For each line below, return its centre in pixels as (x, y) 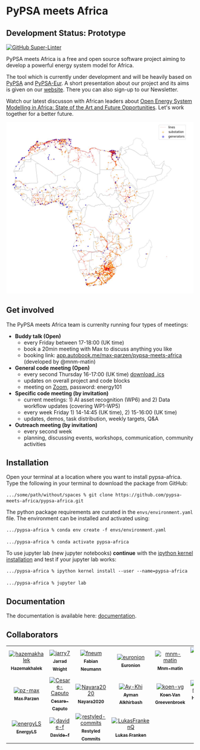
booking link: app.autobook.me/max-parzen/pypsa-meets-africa (103, 355)
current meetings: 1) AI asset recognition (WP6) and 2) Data (97, 399)
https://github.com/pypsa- (149, 495)
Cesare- (60, 701)
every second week (48, 431)
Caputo (60, 709)
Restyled (91, 731)
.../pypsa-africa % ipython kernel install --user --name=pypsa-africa (97, 571)
